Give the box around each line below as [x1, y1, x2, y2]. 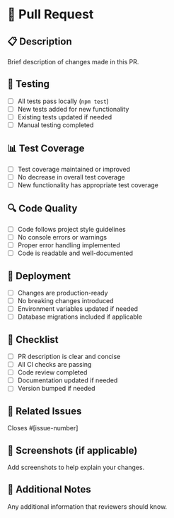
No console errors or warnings [17, 232, 108, 241]
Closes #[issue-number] [7, 424, 79, 432]
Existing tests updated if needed [17, 112, 112, 121]
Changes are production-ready [17, 288, 108, 297]
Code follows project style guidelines [17, 225, 126, 233]
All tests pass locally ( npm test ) [17, 97, 110, 105]
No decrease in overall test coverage [17, 172, 125, 181]
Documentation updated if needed [17, 376, 118, 384]
